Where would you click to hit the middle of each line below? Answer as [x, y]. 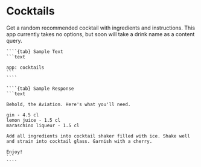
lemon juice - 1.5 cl [33, 120]
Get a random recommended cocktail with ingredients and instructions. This [101, 28]
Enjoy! [14, 152]
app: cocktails [25, 68]
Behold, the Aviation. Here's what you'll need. [69, 104]
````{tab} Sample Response [40, 89]
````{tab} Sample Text [35, 52]
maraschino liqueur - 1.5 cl [43, 125]
